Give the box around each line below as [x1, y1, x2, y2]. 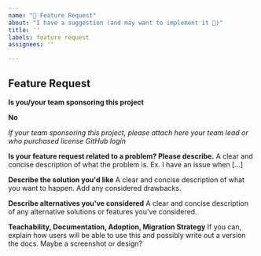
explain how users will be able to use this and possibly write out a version [8, 230, 246, 240]
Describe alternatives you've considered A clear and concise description [8, 198, 249, 208]
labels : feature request [8, 33, 90, 42]
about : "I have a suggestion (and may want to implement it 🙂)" [8, 19, 223, 27]
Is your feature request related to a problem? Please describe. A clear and [8, 151, 253, 161]
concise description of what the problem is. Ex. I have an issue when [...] [8, 159, 244, 169]
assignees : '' [8, 41, 55, 49]
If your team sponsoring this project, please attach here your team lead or [8, 127, 249, 137]
